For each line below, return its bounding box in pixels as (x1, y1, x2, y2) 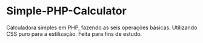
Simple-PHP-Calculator (6, 4, 127, 18)
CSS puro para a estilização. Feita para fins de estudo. (6, 30, 142, 37)
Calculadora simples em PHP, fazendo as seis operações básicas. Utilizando (6, 24, 198, 31)
